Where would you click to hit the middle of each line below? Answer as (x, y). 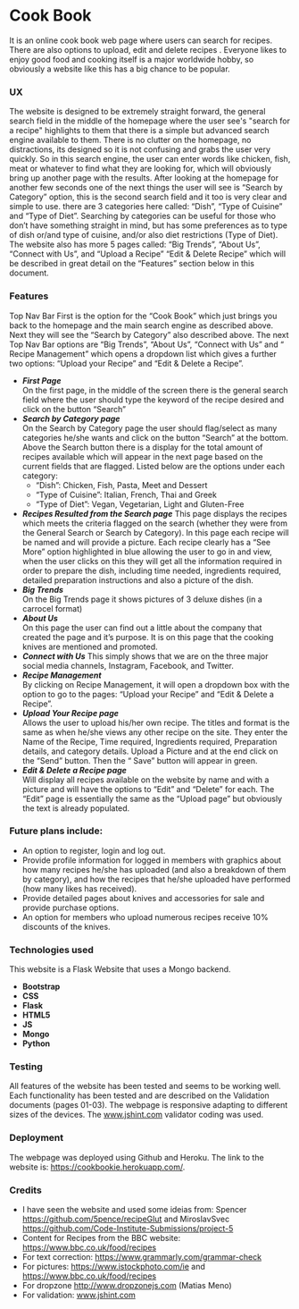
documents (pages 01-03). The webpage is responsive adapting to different (149, 1105)
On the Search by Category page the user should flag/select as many (149, 428)
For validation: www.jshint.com (79, 1295)
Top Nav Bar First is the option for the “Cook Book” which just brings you (143, 316)
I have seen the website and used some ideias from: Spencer (134, 1210)
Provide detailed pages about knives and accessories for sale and (143, 898)
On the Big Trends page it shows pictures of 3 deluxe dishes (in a (142, 599)
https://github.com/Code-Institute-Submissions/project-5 (128, 1229)
